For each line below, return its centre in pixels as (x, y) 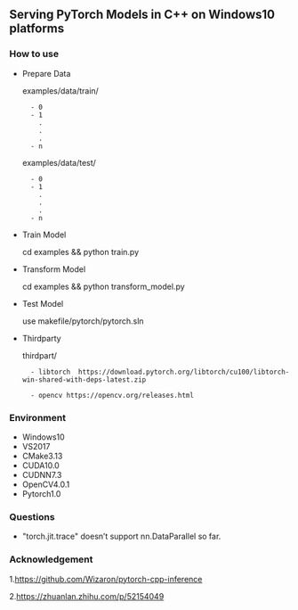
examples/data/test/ (59, 162)
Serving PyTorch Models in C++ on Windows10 (142, 15)
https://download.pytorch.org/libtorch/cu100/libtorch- (184, 372)
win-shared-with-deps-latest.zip (84, 379)
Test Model (43, 303)
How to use (34, 54)
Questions (32, 516)
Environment (38, 417)
